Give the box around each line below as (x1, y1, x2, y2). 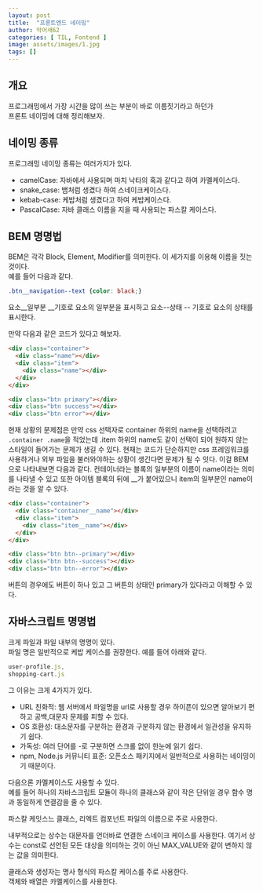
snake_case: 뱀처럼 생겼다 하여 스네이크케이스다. (19, 185, 171, 195)
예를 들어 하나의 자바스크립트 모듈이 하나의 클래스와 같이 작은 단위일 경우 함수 (8, 787, 245, 796)
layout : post (8, 11, 51, 20)
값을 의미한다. (16, 850, 59, 859)
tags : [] (8, 48, 37, 56)
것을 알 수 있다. (22, 484, 69, 494)
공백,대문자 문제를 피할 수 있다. (34, 712, 129, 721)
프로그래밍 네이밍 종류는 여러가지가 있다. (8, 159, 132, 168)
